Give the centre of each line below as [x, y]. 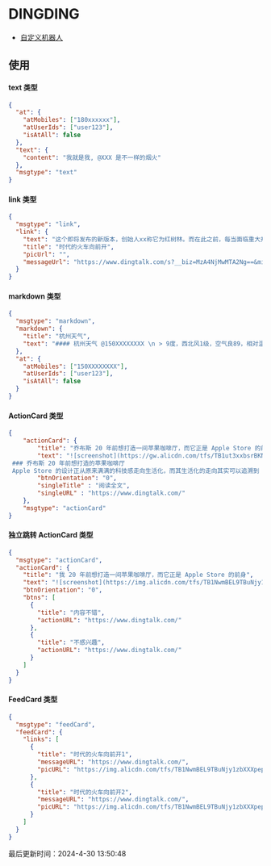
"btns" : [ [40, 598]
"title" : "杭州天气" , [57, 337]
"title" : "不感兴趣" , [71, 642]
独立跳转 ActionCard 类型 [51, 535]
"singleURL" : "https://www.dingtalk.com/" [111, 493]
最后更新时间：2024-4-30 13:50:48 [67, 853]
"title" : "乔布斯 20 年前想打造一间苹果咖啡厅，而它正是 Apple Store [144, 448]
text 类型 [23, 87]
